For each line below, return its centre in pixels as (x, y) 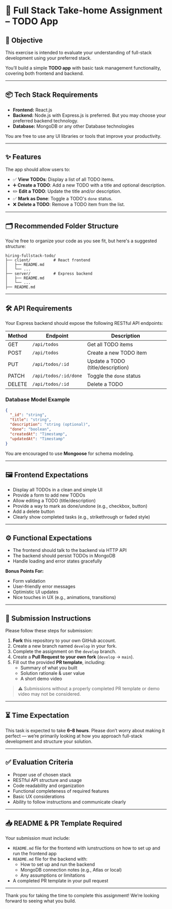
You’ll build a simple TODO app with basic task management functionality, (83, 68)
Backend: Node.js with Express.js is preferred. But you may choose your (89, 115)
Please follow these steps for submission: (49, 630)
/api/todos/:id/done (57, 376)
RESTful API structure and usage (47, 780)
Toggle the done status (114, 376)
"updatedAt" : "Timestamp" (38, 439)
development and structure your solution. (49, 741)
